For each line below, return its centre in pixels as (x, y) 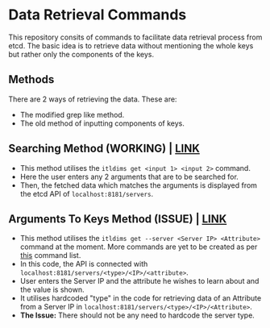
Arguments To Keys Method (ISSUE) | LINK (118, 219)
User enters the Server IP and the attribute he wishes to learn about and (139, 281)
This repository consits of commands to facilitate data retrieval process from (135, 37)
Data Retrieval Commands (98, 15)
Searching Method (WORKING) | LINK (104, 149)
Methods (31, 79)
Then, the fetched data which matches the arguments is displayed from (139, 185)
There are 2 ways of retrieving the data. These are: (93, 99)
